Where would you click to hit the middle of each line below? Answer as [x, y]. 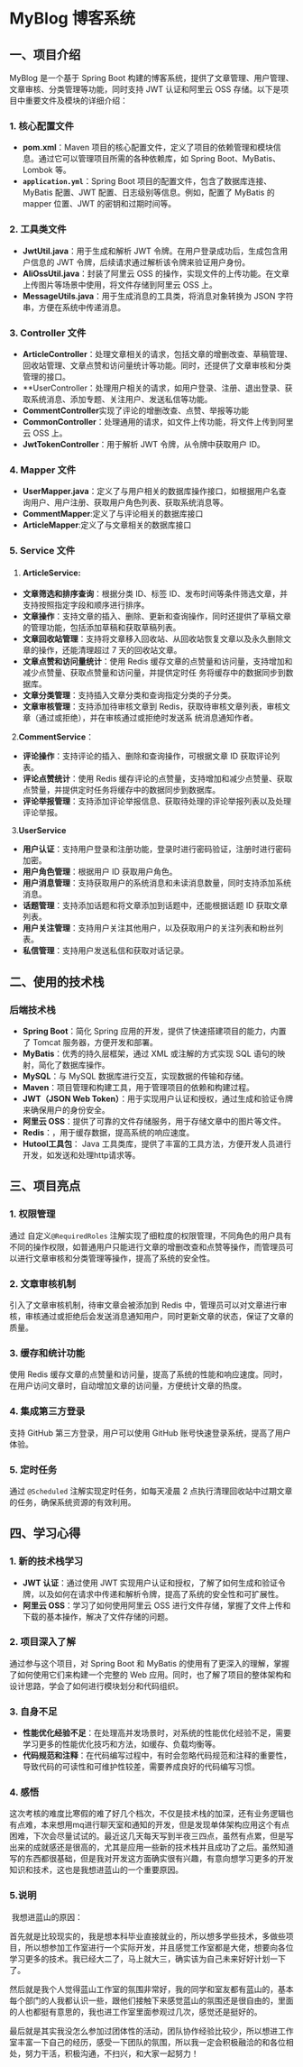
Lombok [38, 170]
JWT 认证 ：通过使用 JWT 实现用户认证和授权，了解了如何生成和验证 [150, 1583]
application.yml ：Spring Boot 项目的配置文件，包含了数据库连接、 [147, 181]
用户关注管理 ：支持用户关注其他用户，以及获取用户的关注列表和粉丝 [149, 928]
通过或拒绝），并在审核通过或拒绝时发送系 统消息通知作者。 [148, 718]
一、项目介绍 [45, 55]
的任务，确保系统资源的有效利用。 [73, 1502]
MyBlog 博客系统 [72, 18]
